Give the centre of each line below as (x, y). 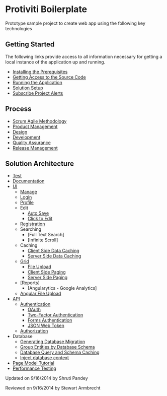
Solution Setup (28, 88)
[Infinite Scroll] (43, 240)
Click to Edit (40, 219)
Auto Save (38, 213)
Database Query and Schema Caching (60, 352)
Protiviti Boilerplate (46, 9)
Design (20, 131)
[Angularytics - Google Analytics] (62, 288)
